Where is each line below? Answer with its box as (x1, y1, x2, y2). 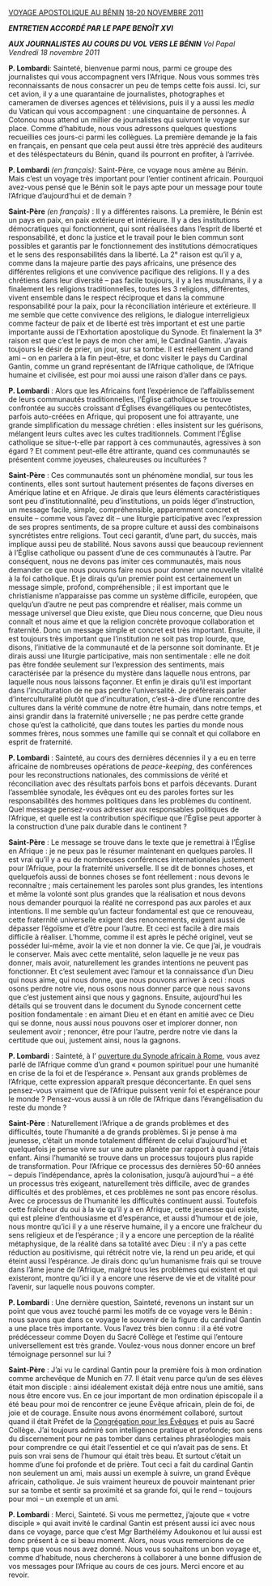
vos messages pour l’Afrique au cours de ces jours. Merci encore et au (8, 1562, 244, 1571)
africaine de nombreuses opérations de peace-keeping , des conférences (8, 761, 253, 771)
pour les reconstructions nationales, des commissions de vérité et (8, 770, 228, 779)
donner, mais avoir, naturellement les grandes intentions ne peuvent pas (8, 958, 249, 967)
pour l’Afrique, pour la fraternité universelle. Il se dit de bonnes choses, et (8, 863, 253, 872)
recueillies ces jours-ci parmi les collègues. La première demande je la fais (8, 132, 257, 142)
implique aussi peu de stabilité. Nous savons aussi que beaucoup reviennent (8, 539, 264, 548)
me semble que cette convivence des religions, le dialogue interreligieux (8, 310, 250, 319)
